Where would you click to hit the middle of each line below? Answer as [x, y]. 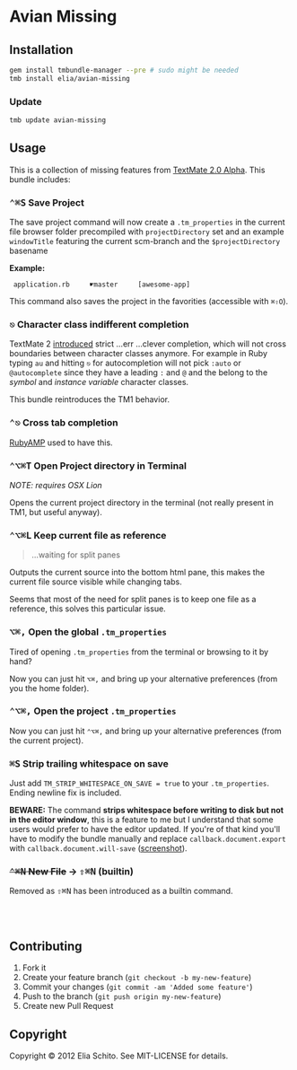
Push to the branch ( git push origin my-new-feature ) [122, 996]
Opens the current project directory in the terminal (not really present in [141, 502]
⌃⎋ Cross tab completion [64, 423]
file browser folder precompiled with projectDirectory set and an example [147, 232]
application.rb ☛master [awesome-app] [102, 285]
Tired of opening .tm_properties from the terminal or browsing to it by [139, 652]
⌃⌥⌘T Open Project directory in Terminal [98, 466]
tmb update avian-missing [57, 120]
